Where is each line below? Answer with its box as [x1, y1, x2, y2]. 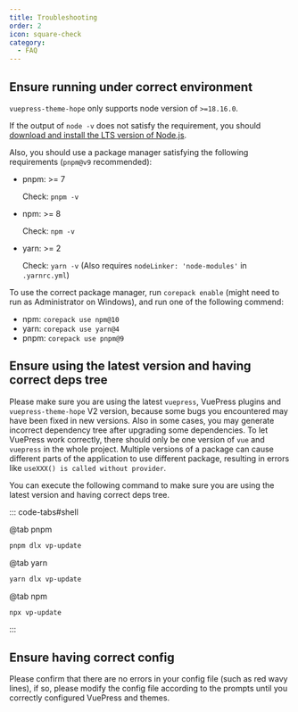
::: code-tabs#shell [9, 506, 79, 517]
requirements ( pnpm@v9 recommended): [9, 156, 153, 167]
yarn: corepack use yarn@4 [21, 323, 120, 334]
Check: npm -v [21, 225, 76, 236]
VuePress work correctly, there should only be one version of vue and [9, 434, 265, 444]
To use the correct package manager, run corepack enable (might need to [9, 286, 279, 297]
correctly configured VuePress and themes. [9, 692, 170, 703]
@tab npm [9, 591, 47, 601]
